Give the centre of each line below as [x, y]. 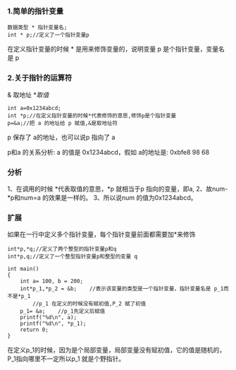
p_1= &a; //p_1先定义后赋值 [63, 311]
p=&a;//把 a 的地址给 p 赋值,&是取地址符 [63, 123]
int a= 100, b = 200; [51, 281]
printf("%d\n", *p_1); [53, 324]
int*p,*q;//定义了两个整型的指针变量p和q [62, 249]
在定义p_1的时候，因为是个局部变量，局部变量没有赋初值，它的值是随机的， [117, 350]
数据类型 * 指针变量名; [37, 28]
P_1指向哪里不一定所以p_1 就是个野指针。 [66, 359]
